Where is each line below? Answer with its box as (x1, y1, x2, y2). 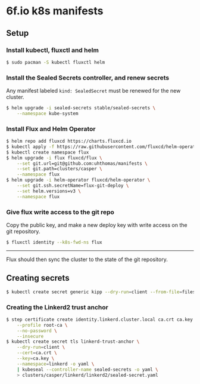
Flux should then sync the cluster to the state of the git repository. (6, 256, 168, 263)
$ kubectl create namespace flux (6, 149, 89, 155)
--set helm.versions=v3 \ (17, 188, 82, 194)
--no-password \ (17, 327, 58, 334)
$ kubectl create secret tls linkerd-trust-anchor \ (6, 339, 140, 345)
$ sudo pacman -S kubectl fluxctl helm (6, 59, 105, 65)
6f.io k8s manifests (6, 4, 104, 18)
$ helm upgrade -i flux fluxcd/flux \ (6, 155, 102, 161)
